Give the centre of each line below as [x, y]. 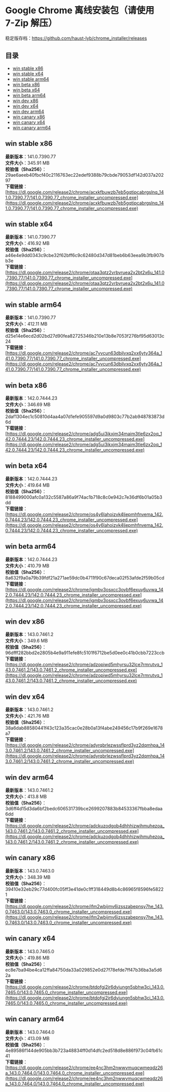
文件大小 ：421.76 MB [27, 716]
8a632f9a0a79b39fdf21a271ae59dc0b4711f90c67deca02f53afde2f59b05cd [85, 577]
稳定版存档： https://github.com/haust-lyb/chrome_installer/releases [76, 38]
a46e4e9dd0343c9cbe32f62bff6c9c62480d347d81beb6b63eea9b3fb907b [85, 255]
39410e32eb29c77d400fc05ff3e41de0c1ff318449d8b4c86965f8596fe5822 [84, 889]
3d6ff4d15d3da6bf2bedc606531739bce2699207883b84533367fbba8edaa [84, 809]
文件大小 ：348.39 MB [28, 877]
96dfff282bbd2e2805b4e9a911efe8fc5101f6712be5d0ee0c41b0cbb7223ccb [85, 653]
